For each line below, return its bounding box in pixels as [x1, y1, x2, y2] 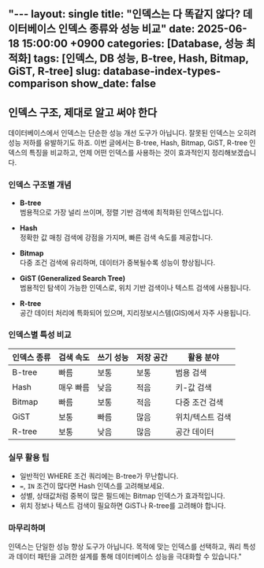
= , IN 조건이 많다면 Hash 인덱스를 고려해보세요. [19, 481, 165, 491]
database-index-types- [102, 65, 221, 78]
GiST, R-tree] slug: [8, 65, 101, 78]
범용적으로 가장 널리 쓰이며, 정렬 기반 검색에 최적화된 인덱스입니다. [19, 207, 224, 217]
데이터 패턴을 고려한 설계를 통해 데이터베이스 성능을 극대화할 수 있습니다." [16, 551, 242, 562]
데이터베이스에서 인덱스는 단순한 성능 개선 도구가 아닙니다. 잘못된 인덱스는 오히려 [8, 129, 257, 138]
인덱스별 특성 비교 [8, 330, 73, 341]
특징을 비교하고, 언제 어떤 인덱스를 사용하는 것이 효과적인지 [28, 148, 210, 158]
